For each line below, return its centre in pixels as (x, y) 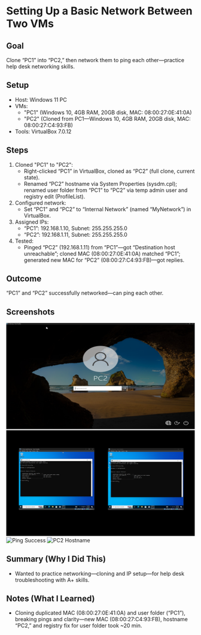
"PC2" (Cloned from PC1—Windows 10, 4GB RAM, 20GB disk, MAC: (107, 118)
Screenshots (31, 312)
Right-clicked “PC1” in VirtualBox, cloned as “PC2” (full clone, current (109, 171)
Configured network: (40, 203)
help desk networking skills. (40, 66)
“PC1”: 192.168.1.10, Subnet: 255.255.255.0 (75, 228)
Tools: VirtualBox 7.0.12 (43, 131)
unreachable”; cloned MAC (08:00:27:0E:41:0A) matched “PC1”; (102, 254)
